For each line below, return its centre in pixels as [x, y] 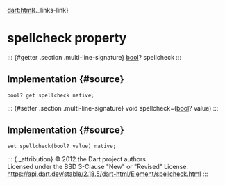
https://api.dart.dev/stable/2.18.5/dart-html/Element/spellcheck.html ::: [108, 174]
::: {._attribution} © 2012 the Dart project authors [76, 159]
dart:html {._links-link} [38, 10]
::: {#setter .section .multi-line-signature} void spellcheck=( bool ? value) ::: [113, 108]
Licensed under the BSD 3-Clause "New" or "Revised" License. [98, 166]
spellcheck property [67, 38]
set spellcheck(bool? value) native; [62, 146]
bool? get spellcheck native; [51, 95]
